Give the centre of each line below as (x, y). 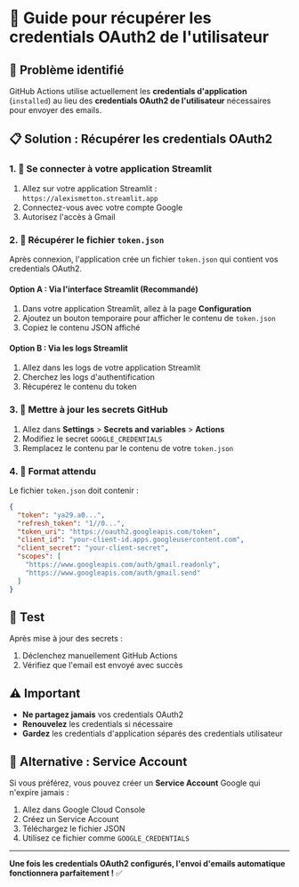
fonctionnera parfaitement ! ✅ (66, 873)
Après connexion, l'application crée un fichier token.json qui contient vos (144, 259)
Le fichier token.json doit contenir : (74, 490)
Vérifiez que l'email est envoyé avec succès (102, 665)
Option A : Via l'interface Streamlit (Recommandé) (104, 289)
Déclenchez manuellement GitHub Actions (100, 656)
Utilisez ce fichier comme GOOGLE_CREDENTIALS (105, 838)
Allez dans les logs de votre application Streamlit (111, 367)
